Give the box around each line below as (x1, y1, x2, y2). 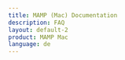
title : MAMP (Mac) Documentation (8, 11, 118, 19)
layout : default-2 (8, 26, 68, 34)
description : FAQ (8, 19, 65, 26)
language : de (8, 41, 51, 48)
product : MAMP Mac (8, 33, 68, 41)
